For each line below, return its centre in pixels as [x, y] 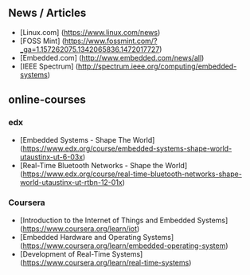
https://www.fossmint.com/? [111, 41]
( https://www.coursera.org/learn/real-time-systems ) [105, 262]
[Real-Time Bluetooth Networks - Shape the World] [104, 165]
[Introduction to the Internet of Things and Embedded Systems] [124, 220]
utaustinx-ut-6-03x [51, 157]
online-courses [47, 100]
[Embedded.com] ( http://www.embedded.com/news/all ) [112, 57]
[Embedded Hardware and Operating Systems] [97, 237]
